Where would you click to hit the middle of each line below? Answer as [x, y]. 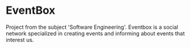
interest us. [20, 40]
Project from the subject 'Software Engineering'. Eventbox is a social [92, 27]
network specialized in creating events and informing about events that [95, 33]
